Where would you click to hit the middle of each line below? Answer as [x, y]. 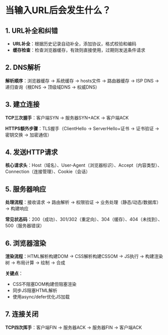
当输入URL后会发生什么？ [58, 10]
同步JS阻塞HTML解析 [35, 290]
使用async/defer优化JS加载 [41, 297]
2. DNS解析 [23, 68]
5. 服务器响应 [26, 189]
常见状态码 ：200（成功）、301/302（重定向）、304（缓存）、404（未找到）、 [84, 219]
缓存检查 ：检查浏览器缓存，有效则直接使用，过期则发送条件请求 [79, 50]
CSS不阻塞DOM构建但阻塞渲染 [44, 284]
